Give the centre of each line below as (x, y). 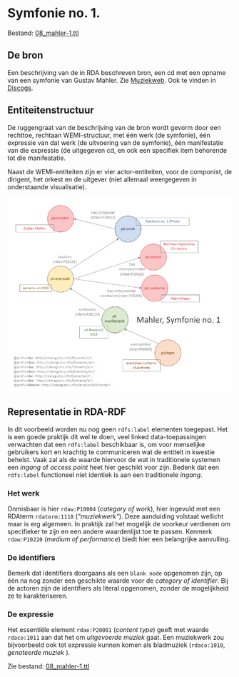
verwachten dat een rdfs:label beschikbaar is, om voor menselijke (106, 444)
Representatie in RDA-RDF (67, 412)
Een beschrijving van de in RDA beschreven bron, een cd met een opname (117, 72)
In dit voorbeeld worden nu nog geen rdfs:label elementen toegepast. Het (118, 429)
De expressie (31, 614)
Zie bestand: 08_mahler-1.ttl (49, 666)
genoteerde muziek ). (39, 653)
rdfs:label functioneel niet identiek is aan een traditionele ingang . (105, 475)
